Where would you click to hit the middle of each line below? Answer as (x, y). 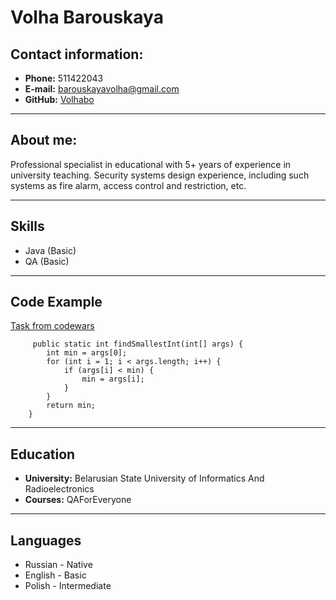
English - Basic (55, 575)
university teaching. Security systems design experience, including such (160, 175)
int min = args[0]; (87, 353)
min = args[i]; (113, 379)
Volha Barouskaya (87, 17)
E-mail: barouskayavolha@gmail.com (102, 89)
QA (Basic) (47, 261)
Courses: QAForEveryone (78, 500)
